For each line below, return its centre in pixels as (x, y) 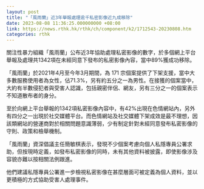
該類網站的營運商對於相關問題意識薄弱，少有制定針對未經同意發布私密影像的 (102, 124)
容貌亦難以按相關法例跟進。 (41, 159)
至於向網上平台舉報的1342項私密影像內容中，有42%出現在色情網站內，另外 (101, 108)
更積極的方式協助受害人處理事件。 (49, 180)
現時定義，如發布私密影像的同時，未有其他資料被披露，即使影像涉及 (112, 151)
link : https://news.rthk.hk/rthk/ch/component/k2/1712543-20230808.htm (99, 29)
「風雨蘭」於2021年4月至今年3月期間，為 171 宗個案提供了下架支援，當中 (98, 73)
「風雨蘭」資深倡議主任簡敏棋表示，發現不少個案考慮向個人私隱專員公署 (97, 144)
